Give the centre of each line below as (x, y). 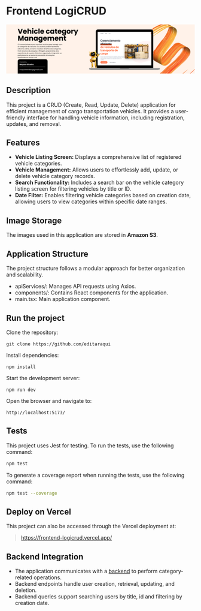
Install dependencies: (33, 355)
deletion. (26, 590)
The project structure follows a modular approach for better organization (96, 269)
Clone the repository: (32, 332)
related (24, 577)
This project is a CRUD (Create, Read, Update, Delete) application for (91, 105)
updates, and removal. (34, 124)
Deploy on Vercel (39, 512)
